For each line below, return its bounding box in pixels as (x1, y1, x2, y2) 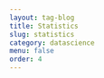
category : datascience (9, 38, 95, 48)
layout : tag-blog (9, 13, 75, 22)
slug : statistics (9, 30, 75, 39)
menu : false (9, 47, 54, 56)
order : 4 (9, 55, 43, 64)
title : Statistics (9, 22, 79, 30)
